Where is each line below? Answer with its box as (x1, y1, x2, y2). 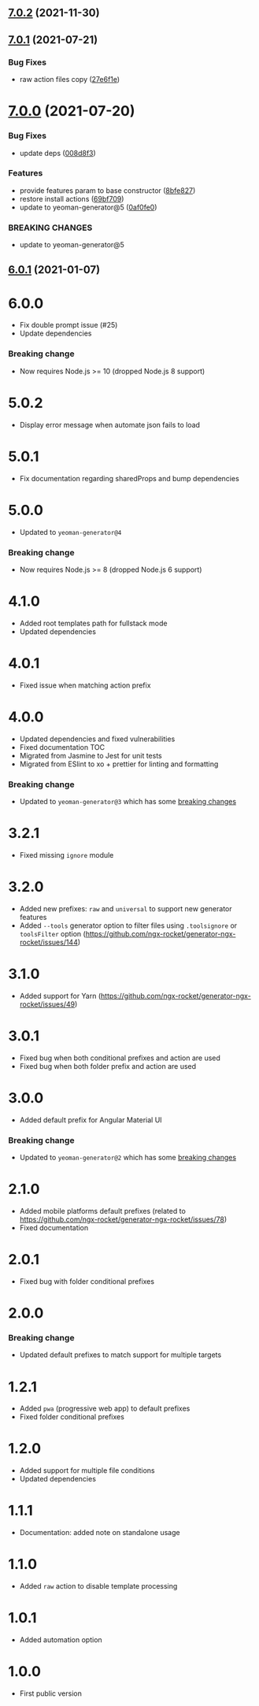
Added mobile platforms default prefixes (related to (19, 1206, 187, 1215)
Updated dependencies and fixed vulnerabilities (19, 734, 176, 744)
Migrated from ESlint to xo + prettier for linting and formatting (19, 759, 219, 769)
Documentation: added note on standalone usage (19, 1528, 180, 1537)
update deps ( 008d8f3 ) (19, 148, 96, 158)
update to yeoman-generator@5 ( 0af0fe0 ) (19, 202, 157, 212)
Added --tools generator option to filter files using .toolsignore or (19, 921, 238, 930)
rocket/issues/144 (19, 937, 79, 947)
